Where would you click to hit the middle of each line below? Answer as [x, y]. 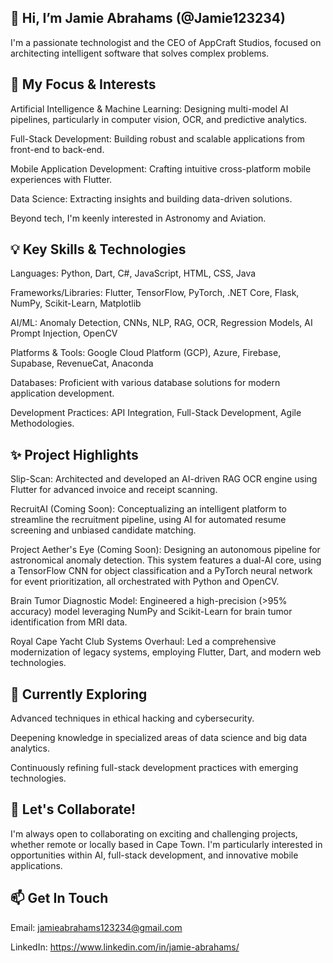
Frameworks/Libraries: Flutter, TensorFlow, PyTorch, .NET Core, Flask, [155, 293]
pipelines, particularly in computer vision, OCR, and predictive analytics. [159, 119]
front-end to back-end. [57, 149]
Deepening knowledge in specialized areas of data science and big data [159, 738]
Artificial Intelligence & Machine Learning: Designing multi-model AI [149, 108]
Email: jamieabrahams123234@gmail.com [96, 927]
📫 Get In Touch [59, 898]
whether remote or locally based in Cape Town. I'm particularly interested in [166, 844]
